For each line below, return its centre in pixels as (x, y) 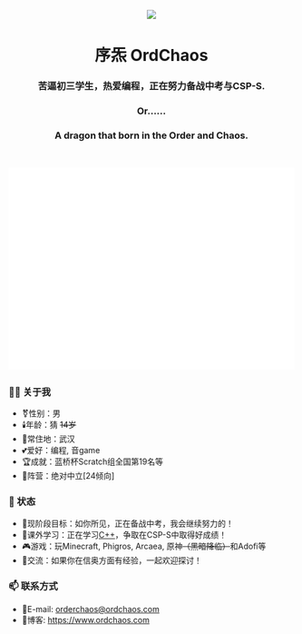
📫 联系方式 (33, 586)
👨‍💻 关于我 (30, 392)
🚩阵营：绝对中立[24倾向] (68, 476)
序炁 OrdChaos (151, 56)
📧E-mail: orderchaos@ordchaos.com (90, 609)
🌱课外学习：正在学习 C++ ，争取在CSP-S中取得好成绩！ (124, 534)
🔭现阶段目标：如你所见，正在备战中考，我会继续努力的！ (127, 523)
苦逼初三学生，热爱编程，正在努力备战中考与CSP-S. (151, 86)
